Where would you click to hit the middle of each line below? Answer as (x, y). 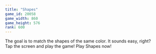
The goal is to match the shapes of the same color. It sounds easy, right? (78, 41)
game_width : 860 (21, 18)
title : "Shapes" (21, 9)
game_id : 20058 (20, 14)
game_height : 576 (23, 23)
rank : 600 (15, 27)
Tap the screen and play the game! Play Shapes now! (58, 46)
